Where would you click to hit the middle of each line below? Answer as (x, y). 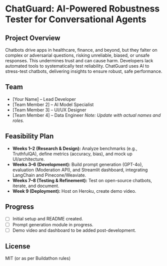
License (18, 246)
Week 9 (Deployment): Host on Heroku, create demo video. (74, 191)
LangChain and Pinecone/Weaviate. (49, 175)
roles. (18, 120)
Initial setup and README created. (48, 219)
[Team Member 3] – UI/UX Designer (49, 110)
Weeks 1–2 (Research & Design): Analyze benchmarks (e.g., (75, 148)
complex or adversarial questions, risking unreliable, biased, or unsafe (77, 55)
